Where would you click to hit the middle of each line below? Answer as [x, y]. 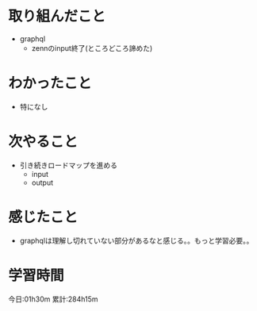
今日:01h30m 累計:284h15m [53, 299]
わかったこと [50, 83]
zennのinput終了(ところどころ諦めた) [92, 48]
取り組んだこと [57, 16]
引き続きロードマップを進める [68, 165]
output [42, 182]
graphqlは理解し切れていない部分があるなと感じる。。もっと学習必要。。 [136, 240]
